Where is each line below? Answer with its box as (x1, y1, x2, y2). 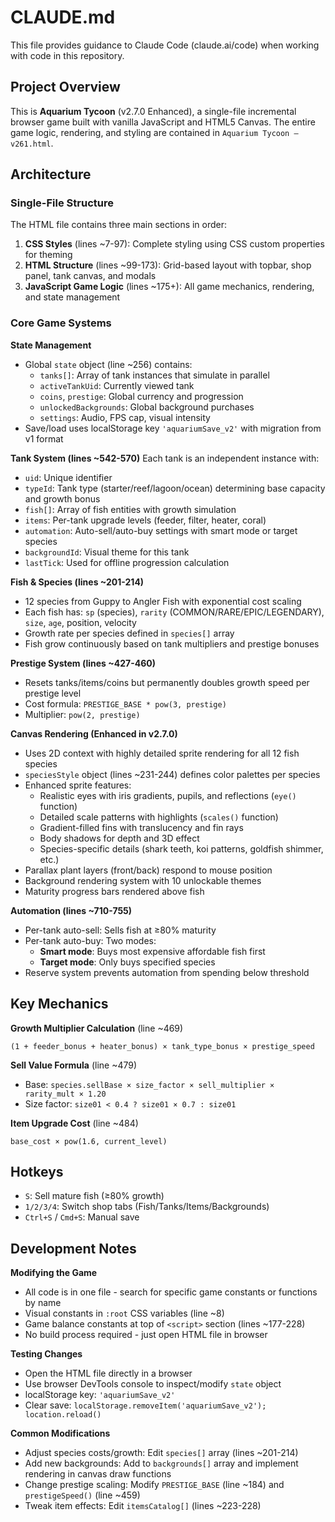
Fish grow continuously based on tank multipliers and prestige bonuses (24, 637, 320, 650)
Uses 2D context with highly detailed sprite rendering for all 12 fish (24, 747, 300, 759)
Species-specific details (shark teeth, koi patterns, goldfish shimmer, (39, 842, 324, 855)
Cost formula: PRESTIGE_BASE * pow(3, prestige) (24, 697, 227, 710)
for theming (24, 249, 73, 261)
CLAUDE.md (10, 6, 116, 29)
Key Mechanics (10, 996, 109, 1013)
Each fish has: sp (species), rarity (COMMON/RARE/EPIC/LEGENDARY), (24, 606, 325, 618)
